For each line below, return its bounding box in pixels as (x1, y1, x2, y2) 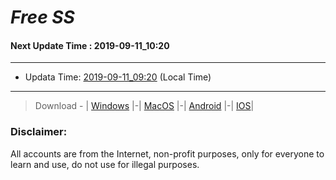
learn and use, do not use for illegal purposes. (10, 158, 200, 170)
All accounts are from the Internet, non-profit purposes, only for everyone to (10, 147, 325, 160)
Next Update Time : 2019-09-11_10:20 (10, 39, 170, 51)
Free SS (10, 6, 75, 29)
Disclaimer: (10, 125, 68, 139)
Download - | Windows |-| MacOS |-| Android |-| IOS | (34, 100, 255, 112)
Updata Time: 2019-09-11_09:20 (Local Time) (24, 71, 212, 83)
